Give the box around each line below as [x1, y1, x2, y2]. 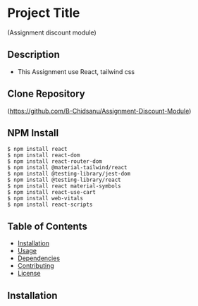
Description [7, 49, 60, 61]
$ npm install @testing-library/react [7, 176, 121, 184]
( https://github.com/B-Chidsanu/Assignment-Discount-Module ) [7, 106, 192, 115]
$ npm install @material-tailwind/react [7, 164, 128, 171]
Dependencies [17, 254, 61, 262]
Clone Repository [7, 88, 86, 100]
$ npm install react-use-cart [7, 189, 97, 196]
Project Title [7, 5, 80, 21]
